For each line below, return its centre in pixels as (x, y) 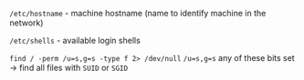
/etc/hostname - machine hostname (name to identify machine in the (138, 13)
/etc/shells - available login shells (75, 40)
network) (26, 23)
